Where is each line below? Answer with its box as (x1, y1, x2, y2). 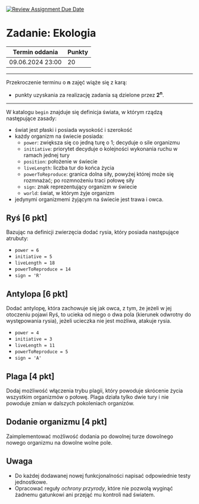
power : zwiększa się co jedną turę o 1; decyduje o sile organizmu (23, 138, 181, 146)
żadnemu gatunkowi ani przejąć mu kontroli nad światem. (14, 491, 155, 498)
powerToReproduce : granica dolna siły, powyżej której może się (23, 170, 174, 178)
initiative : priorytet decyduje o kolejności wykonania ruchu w (23, 145, 178, 152)
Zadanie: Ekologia (6, 27, 97, 40)
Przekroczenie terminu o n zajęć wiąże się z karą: (6, 78, 127, 86)
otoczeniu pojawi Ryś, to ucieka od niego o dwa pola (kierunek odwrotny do (6, 311, 191, 318)
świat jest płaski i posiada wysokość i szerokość (14, 126, 133, 133)
